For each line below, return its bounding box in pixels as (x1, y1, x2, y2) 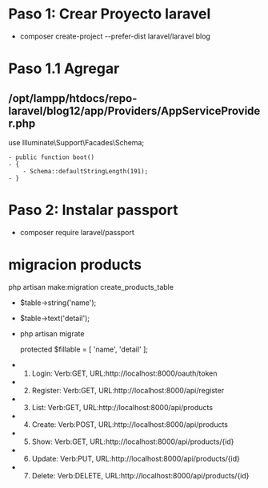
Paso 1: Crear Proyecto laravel (8, 5, 211, 23)
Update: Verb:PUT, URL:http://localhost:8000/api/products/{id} (31, 453, 240, 463)
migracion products (8, 256, 142, 274)
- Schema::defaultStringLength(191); (22, 167, 149, 175)
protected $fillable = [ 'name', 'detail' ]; (19, 344, 149, 354)
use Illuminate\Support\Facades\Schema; (8, 137, 145, 147)
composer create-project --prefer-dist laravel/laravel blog (19, 31, 210, 41)
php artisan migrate (19, 328, 85, 338)
